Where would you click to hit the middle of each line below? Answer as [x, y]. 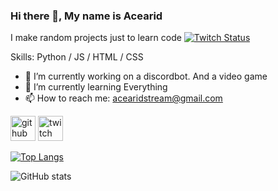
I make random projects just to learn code [96, 38]
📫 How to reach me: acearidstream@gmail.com [123, 98]
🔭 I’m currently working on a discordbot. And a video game [146, 76]
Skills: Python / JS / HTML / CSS [77, 57]
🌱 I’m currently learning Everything [96, 87]
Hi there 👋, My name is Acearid [86, 16]
